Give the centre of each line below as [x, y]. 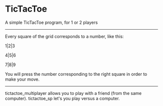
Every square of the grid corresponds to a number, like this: [65, 36]
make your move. [22, 79]
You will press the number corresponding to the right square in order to [76, 74]
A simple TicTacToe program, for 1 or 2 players [51, 22]
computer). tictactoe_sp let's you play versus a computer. [62, 98]
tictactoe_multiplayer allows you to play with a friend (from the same [73, 93]
